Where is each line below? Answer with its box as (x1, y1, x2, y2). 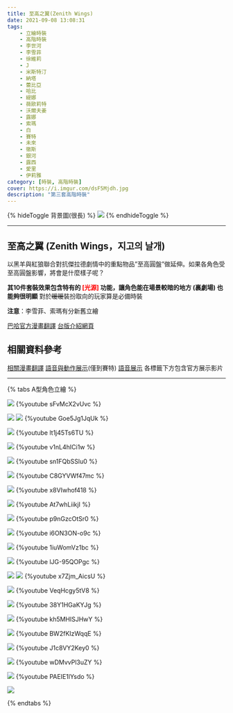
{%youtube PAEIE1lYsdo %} (15, 672, 95, 680)
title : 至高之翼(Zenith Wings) (7, 10, 94, 17)
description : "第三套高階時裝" (7, 191, 90, 198)
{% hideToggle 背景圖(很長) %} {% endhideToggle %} (7, 211, 169, 220)
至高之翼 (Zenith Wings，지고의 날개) (7, 240, 165, 252)
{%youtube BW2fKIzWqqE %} (15, 629, 102, 637)
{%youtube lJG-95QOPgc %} (15, 557, 101, 566)
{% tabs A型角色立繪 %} (7, 385, 77, 393)
